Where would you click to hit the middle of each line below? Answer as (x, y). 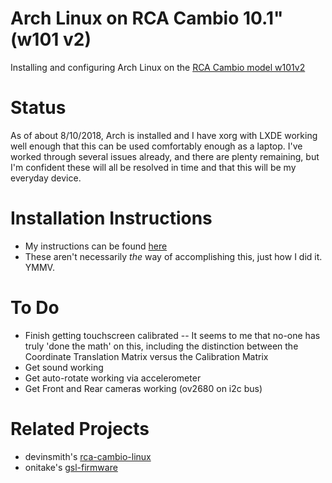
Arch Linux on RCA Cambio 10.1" (147, 18)
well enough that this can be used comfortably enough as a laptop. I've (156, 146)
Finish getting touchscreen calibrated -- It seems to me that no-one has (172, 335)
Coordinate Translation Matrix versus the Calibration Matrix (146, 356)
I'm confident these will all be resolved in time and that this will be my (153, 167)
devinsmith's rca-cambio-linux (88, 456)
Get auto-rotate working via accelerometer (113, 378)
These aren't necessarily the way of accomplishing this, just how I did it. (173, 256)
